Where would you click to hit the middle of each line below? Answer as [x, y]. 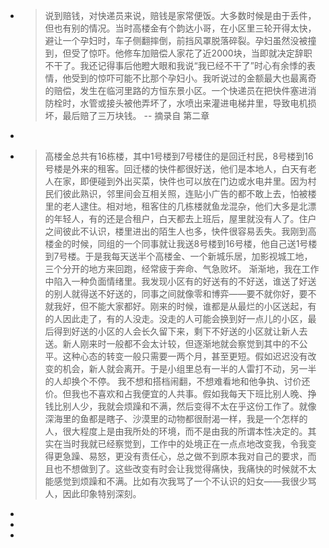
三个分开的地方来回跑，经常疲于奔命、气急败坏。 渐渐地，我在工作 [182, 268]
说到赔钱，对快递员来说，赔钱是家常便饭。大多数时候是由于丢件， [180, 15]
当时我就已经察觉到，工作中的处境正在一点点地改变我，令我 [185, 443]
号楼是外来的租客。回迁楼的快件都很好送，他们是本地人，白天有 [176, 168]
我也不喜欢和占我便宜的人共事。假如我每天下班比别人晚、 [189, 393]
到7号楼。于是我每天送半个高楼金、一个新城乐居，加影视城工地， [178, 256]
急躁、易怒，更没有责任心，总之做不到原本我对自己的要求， [185, 456]
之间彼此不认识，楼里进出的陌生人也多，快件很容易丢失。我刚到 [176, 231]
